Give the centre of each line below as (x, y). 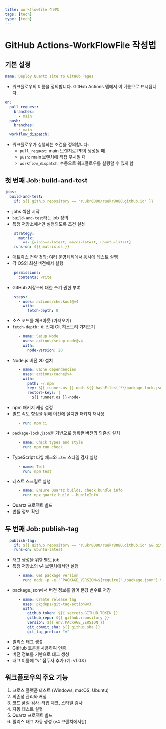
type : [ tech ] (19, 19)
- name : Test (32, 467)
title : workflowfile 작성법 (33, 10)
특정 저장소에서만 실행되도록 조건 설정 (49, 224)
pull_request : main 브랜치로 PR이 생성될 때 (62, 151)
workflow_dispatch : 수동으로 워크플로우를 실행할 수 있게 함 (77, 163)
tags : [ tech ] (19, 14)
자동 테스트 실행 (27, 709)
